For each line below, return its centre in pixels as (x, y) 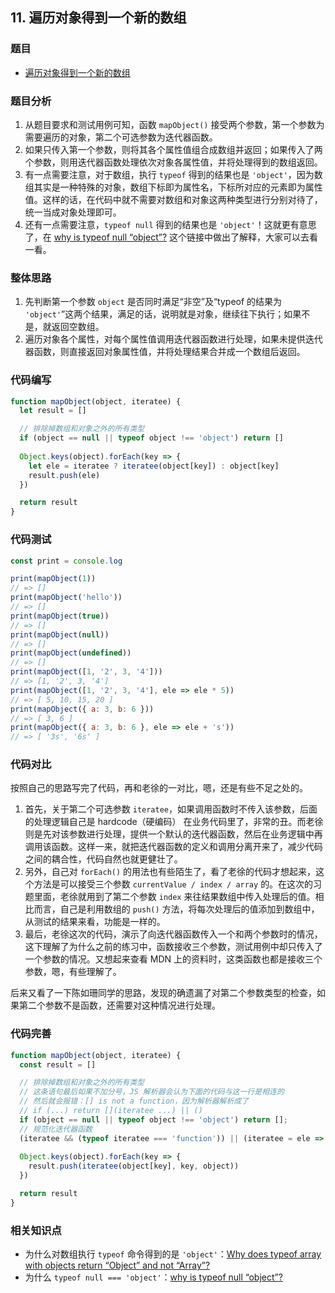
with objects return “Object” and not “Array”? (117, 1265)
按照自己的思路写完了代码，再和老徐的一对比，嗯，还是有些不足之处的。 (159, 788)
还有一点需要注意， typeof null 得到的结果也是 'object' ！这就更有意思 (170, 224)
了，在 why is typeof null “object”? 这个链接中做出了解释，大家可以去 (167, 237)
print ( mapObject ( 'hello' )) (66, 598)
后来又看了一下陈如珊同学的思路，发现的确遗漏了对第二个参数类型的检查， (163, 993)
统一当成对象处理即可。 (73, 212)
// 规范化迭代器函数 (56, 1129)
